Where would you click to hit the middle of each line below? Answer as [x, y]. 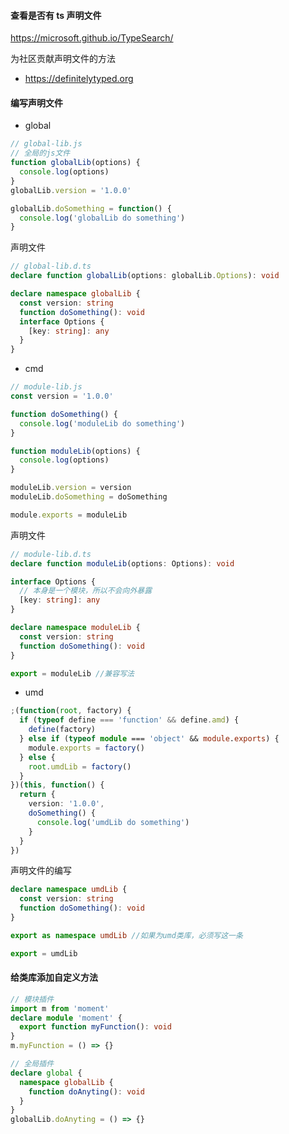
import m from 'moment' [60, 1008]
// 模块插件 [32, 999]
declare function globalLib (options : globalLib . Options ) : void [145, 276]
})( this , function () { [57, 785]
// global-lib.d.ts [51, 266]
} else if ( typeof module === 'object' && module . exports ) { [149, 739]
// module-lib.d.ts [51, 554]
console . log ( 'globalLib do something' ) [102, 218]
